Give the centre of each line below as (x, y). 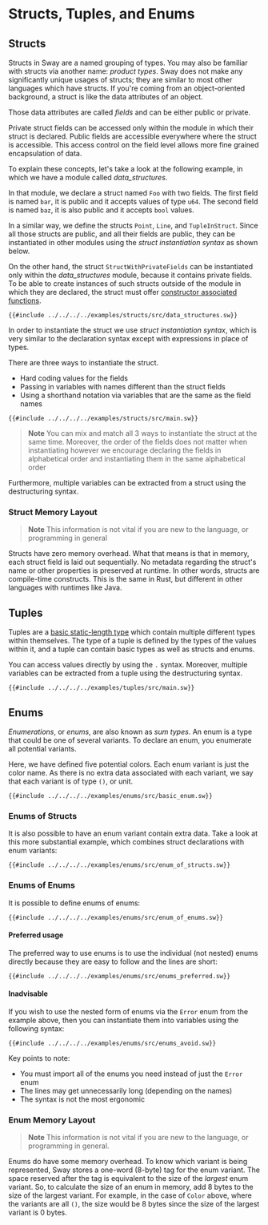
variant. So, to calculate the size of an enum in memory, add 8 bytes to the (131, 1187)
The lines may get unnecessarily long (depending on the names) (126, 1090)
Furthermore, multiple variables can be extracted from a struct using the (127, 483)
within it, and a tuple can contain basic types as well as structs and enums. (132, 649)
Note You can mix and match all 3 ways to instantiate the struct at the (142, 433)
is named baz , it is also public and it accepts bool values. (101, 210)
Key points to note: (39, 1058)
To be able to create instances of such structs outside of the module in (125, 284)
